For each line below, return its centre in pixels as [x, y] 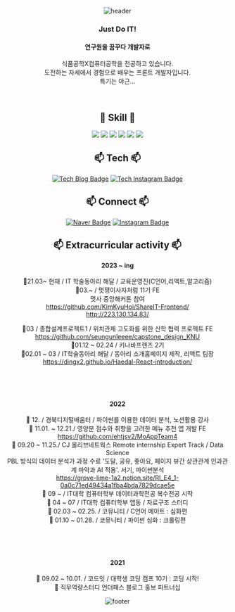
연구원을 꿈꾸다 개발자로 [118, 46]
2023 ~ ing [118, 266]
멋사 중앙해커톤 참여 [118, 299]
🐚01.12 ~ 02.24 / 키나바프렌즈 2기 [118, 345]
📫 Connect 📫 [118, 202]
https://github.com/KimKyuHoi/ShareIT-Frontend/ [118, 307]
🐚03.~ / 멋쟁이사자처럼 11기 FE [118, 290]
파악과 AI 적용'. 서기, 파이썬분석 [121, 470]
